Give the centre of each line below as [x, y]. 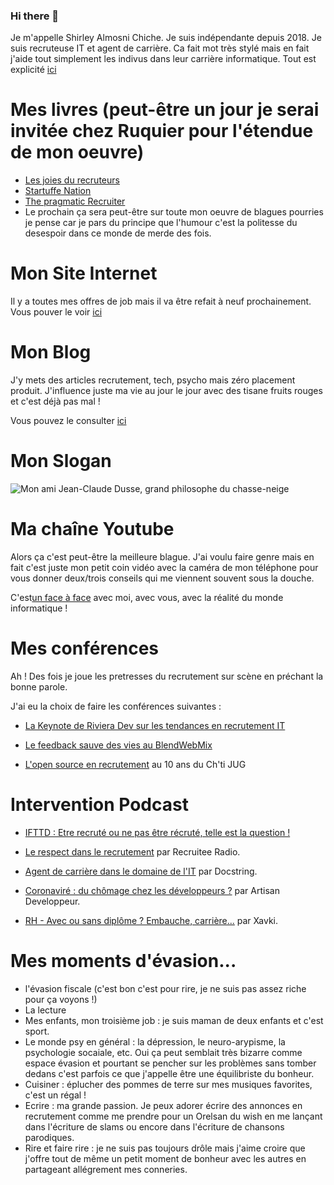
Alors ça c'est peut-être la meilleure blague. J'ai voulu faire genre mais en [162, 556]
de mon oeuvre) [77, 152]
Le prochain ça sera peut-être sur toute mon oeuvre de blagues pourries [174, 212]
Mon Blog [51, 352]
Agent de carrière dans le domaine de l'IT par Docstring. [141, 871]
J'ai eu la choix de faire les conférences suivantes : [116, 706]
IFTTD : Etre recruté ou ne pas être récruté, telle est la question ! [157, 832]
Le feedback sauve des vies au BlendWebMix [118, 745]
